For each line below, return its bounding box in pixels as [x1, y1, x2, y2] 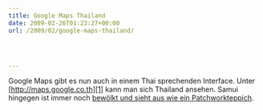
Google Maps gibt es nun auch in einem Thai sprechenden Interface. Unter [8, 77, 256, 86]
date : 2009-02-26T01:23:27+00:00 [8, 19, 120, 27]
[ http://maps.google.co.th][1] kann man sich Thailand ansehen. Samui [8, 84, 239, 94]
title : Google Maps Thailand [8, 11, 106, 20]
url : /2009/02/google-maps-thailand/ [8, 26, 135, 34]
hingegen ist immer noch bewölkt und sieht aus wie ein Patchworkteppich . [8, 93, 254, 103]
